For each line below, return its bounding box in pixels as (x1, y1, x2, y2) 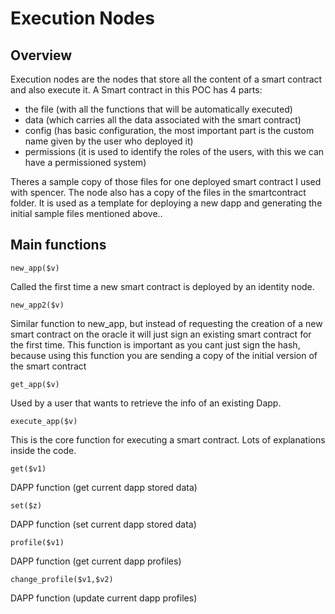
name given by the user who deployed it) (24, 135, 194, 147)
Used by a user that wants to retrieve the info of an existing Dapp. (10, 397, 282, 409)
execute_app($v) (10, 416, 78, 426)
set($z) (10, 500, 43, 511)
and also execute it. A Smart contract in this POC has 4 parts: (10, 84, 263, 96)
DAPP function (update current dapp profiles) (10, 592, 198, 604)
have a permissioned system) (24, 157, 147, 168)
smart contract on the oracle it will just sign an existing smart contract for (10, 328, 312, 340)
